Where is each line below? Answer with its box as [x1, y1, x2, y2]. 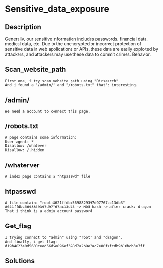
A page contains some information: [5, 135, 77, 140]
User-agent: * [5, 139, 34, 144]
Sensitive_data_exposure [5, 3, 109, 15]
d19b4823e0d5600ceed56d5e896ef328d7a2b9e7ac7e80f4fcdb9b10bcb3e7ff [5, 243, 145, 248]
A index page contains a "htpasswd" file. [5, 174, 92, 179]
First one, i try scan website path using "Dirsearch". [5, 78, 121, 83]
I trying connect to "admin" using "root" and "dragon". [5, 235, 123, 240]
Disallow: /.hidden [5, 148, 45, 153]
